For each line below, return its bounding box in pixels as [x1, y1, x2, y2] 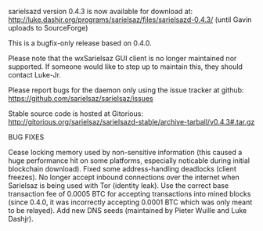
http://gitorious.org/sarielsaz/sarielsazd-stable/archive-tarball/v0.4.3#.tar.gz [8, 117, 255, 126]
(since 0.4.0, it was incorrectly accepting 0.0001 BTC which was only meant [8, 197, 253, 207]
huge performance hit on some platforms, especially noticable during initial [8, 156, 250, 165]
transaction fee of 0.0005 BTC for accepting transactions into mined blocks [8, 189, 251, 198]
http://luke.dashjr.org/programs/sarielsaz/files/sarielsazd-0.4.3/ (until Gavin [8, 15, 252, 24]
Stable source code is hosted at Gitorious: [8, 109, 143, 118]
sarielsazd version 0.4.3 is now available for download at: [8, 7, 193, 16]
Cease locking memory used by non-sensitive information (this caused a [8, 148, 243, 157]
